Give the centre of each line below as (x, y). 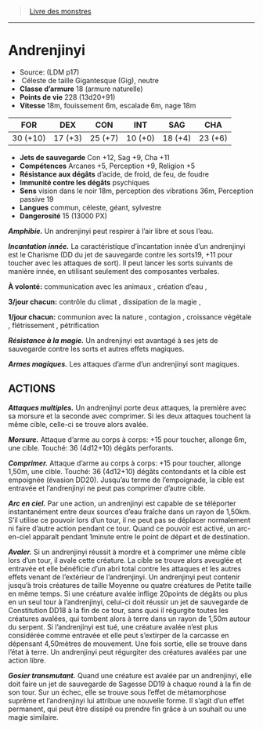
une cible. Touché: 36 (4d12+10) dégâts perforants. (91, 447)
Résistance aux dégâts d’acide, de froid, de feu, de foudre (114, 174)
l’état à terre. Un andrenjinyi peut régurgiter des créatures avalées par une (128, 652)
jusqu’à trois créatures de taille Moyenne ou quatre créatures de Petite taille (130, 585)
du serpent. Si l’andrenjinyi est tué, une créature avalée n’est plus (113, 626)
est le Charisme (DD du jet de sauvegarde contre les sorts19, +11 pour (121, 254)
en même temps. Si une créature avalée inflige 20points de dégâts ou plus (128, 593)
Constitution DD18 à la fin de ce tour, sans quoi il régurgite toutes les (118, 610)
